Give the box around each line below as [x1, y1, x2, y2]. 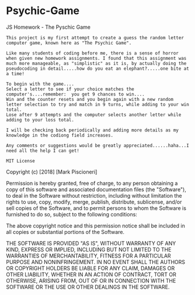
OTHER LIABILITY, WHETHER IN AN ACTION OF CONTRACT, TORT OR [6, 271, 176, 278]
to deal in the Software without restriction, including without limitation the [6, 192, 182, 199]
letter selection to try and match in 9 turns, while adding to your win [6, 101, 190, 107]
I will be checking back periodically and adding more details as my [6, 127, 179, 133]
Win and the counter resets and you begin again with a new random [6, 96, 174, 102]
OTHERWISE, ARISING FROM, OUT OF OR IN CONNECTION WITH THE [6, 277, 176, 284]
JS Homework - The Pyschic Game [6, 23, 90, 30]
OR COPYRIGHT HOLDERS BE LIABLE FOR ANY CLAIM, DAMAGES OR [6, 265, 175, 272]
